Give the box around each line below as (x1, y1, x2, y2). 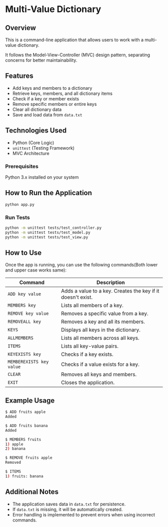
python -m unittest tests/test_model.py (5, 230, 91, 235)
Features (5, 72, 33, 80)
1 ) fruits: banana (5, 473, 43, 479)
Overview (5, 24, 36, 32)
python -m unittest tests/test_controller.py (5, 225, 101, 230)
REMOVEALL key (7, 319, 41, 325)
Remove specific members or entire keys (12, 101, 97, 107)
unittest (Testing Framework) (12, 145, 75, 151)
